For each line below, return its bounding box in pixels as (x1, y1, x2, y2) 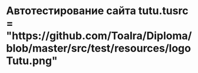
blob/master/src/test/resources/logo (6, 42, 192, 55)
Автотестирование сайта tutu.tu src (6, 4, 189, 18)
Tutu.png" (6, 54, 58, 68)
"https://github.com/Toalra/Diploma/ (6, 29, 192, 42)
